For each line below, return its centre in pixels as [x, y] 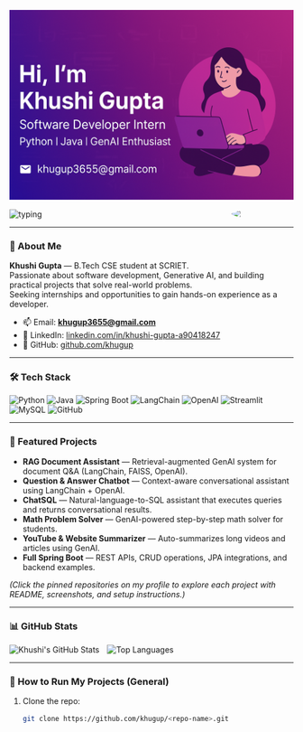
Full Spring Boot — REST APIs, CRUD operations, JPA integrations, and [155, 558]
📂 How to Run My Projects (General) [89, 681]
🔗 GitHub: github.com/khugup [78, 344]
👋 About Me [36, 246]
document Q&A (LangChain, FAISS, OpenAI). [105, 471]
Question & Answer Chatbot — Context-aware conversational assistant [156, 481]
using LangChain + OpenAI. [73, 490]
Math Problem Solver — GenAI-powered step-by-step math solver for [153, 519]
